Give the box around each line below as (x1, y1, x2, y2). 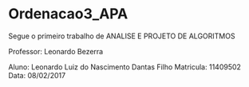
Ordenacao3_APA (8, 5, 128, 23)
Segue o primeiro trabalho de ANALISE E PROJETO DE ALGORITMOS (8, 31, 235, 41)
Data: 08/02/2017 (8, 70, 66, 80)
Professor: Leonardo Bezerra (8, 46, 104, 56)
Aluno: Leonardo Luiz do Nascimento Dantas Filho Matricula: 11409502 (8, 61, 242, 72)
